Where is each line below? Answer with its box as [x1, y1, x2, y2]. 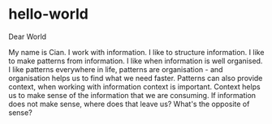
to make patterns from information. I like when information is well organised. [8, 56, 263, 66]
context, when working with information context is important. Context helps [8, 82, 261, 92]
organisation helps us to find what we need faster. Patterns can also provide [8, 73, 263, 83]
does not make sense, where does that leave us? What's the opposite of [8, 99, 250, 109]
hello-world [8, 5, 89, 24]
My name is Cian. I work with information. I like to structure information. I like [8, 47, 265, 57]
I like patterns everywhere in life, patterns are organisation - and [8, 64, 223, 74]
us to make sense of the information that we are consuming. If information [8, 90, 257, 100]
